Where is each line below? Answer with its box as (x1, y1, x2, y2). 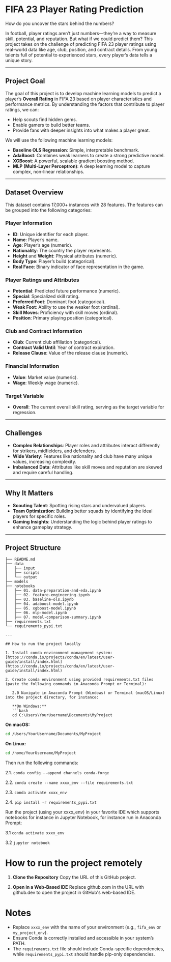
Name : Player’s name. (12, 237, 59, 243)
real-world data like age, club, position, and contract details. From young (5, 46, 158, 52)
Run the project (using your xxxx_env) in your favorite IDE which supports (5, 809, 160, 815)
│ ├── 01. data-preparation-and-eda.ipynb (5, 588, 101, 593)
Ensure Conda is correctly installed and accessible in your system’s (12, 935, 154, 941)
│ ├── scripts (5, 570, 40, 575)
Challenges (5, 429, 42, 438)
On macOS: (5, 721, 30, 728)
